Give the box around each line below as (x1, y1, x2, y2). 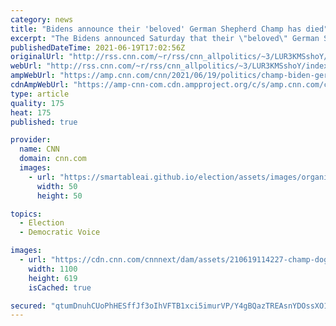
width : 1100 (28, 264, 78, 274)
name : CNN (19, 144, 60, 155)
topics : (10, 209, 43, 219)
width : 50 (36, 181, 78, 191)
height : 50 (36, 191, 83, 201)
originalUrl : (10, 52, 65, 62)
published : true (10, 117, 78, 127)
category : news (10, 14, 74, 25)
